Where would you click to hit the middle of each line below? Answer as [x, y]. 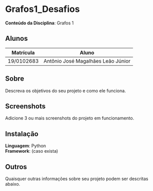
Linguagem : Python [26, 146]
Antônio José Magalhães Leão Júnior [87, 61]
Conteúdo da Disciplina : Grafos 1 [39, 23]
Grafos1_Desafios [43, 9]
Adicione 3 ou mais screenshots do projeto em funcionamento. [70, 118]
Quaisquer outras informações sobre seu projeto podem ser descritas [77, 179]
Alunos [17, 39]
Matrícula [23, 52]
